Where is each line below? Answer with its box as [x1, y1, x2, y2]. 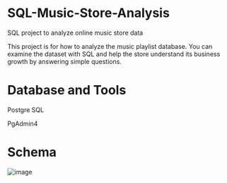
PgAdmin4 [7, 119, 38, 128]
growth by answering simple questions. [7, 57, 122, 65]
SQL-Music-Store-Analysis [7, 5, 170, 21]
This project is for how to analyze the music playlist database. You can [7, 42, 213, 50]
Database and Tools [7, 82, 127, 99]
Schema [7, 144, 57, 160]
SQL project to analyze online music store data [7, 28, 144, 37]
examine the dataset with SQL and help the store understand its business [7, 50, 221, 58]
